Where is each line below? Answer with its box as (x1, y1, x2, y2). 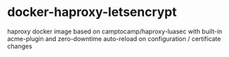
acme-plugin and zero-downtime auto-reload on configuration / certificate (7, 34, 221, 42)
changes (7, 42, 33, 50)
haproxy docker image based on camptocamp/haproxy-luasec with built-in (7, 27, 223, 35)
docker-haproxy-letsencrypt (7, 4, 177, 20)
